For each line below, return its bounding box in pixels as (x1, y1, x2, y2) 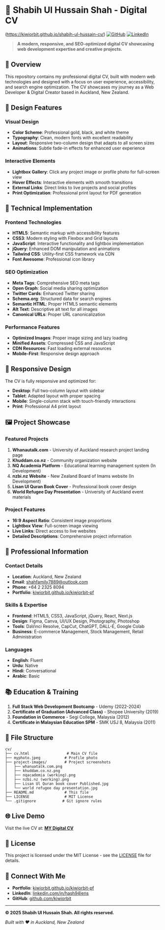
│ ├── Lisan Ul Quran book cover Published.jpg (5, 781, 109, 786)
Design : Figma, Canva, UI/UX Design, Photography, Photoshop (12, 618, 140, 624)
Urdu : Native (12, 662, 38, 668)
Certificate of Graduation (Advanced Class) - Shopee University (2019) (12, 708, 159, 715)
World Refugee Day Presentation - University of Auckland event (12, 489, 144, 495)
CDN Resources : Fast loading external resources (12, 346, 111, 351)
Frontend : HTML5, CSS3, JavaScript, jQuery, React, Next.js (12, 613, 133, 619)
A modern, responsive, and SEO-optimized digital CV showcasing (17, 40, 154, 46)
